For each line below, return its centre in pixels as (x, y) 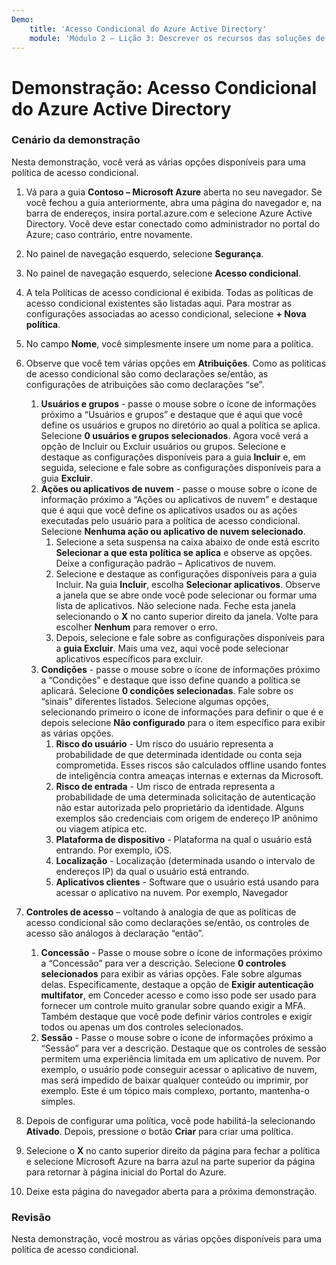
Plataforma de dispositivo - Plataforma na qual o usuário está (184, 839)
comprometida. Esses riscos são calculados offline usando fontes (191, 765)
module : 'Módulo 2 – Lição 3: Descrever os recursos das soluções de (177, 38)
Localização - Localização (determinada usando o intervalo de (185, 860)
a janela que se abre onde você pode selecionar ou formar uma (186, 595)
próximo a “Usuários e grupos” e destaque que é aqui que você (171, 414)
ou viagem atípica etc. (101, 828)
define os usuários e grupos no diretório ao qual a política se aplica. (180, 425)
